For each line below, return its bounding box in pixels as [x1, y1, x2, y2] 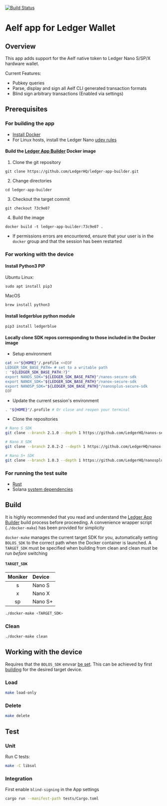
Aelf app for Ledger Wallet [5, 22, 116, 33]
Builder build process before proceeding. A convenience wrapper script [5, 519, 152, 525]
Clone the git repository [12, 159, 61, 165]
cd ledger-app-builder [5, 187, 52, 192]
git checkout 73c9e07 [5, 205, 50, 211]
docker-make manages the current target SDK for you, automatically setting [5, 534, 158, 540]
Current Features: [5, 70, 41, 76]
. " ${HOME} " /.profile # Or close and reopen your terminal [5, 407, 130, 412]
